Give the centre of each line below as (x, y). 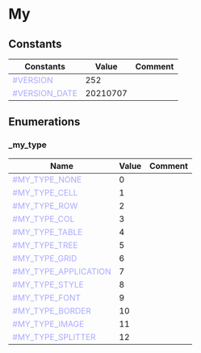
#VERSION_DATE (45, 93)
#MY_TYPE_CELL (45, 192)
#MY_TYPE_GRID (45, 258)
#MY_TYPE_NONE (47, 179)
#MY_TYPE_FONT (47, 297)
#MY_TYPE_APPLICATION (62, 271)
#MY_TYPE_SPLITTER (54, 337)
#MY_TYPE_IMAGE (48, 324)
